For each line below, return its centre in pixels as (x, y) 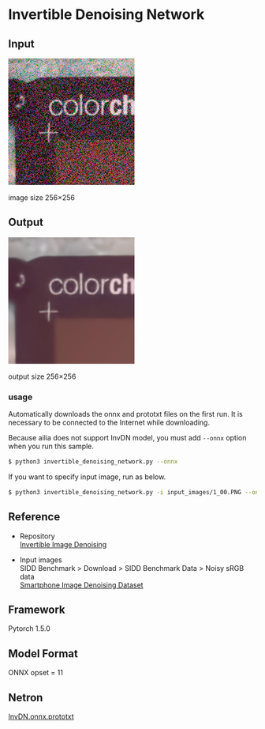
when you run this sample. (51, 446)
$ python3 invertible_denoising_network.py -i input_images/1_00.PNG (125, 492)
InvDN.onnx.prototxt (41, 716)
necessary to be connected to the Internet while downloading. (109, 423)
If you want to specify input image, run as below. (87, 477)
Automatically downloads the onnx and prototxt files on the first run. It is (125, 414)
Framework (37, 610)
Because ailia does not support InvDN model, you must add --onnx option (127, 438)
